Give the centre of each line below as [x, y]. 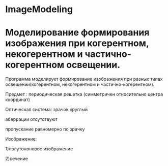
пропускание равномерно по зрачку [45, 129]
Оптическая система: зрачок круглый [47, 110]
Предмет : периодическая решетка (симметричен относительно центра [84, 94]
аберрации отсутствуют [31, 119]
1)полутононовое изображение [39, 149]
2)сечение [17, 159]
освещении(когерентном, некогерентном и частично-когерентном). [80, 84]
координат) [18, 99]
